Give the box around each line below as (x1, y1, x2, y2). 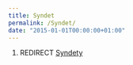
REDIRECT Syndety (19, 48, 83, 58)
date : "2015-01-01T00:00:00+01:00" (8, 26, 126, 34)
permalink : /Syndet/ (8, 19, 77, 27)
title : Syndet (8, 11, 55, 20)
